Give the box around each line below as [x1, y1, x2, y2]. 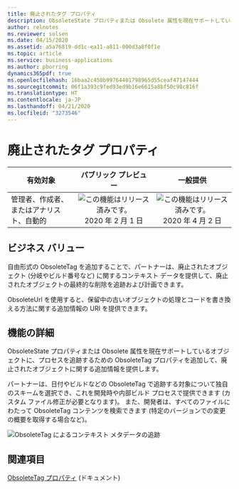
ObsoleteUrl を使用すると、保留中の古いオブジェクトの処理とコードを [7, 295, 212, 303]
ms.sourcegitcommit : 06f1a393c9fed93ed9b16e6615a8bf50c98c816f [7, 83, 199, 90]
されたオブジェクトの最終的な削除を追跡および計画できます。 [7, 280, 188, 289]
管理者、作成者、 [11, 194, 69, 204]
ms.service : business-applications [7, 57, 113, 64]
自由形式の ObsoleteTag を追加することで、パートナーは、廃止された [7, 262, 210, 271]
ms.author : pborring [7, 63, 69, 70]
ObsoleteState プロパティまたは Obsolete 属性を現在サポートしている [7, 347, 211, 355]
